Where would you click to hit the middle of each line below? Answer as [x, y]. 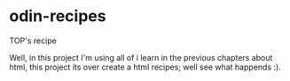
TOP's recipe [33, 40]
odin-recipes [58, 16]
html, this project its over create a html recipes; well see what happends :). [145, 67]
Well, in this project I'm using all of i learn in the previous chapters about [141, 57]
